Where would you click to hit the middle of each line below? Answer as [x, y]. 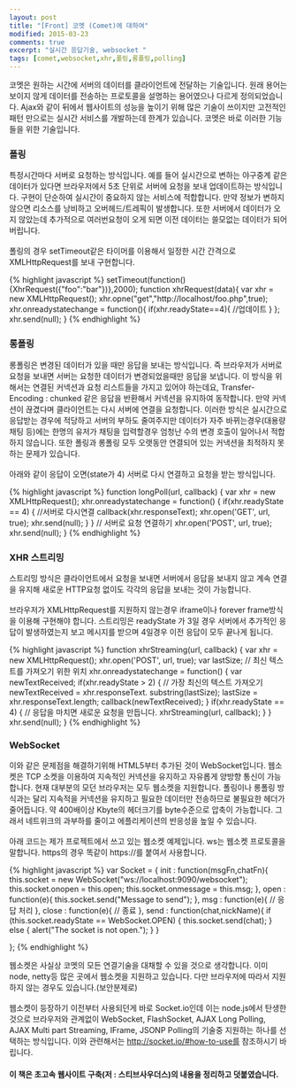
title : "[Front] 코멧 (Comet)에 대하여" [79, 26]
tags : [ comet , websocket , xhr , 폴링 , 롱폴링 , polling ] [98, 58]
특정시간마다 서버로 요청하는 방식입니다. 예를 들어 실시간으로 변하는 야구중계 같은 [148, 175]
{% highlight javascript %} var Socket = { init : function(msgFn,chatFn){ [139, 870]
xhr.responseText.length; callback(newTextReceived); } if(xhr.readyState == [147, 702]
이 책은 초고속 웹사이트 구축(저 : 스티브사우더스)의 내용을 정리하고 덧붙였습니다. [144, 1074]
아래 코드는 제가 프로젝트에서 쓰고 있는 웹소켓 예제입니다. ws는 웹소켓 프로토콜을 [148, 842]
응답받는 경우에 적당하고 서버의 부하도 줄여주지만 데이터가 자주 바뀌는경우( [137, 420]
